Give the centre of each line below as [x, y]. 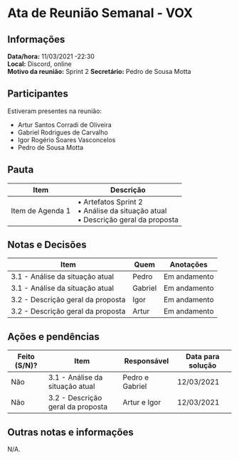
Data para [203, 357]
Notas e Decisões [47, 245]
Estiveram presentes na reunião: [54, 111]
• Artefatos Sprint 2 [110, 202]
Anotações [189, 264]
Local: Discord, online [40, 64]
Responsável [147, 361]
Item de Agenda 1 [41, 210]
